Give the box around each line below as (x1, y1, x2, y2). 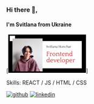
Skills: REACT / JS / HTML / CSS (6, 79, 87, 86)
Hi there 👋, (6, 6, 38, 14)
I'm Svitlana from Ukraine (6, 21, 72, 28)
